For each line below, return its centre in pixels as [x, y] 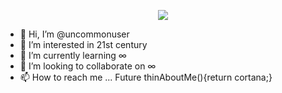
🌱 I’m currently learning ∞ [73, 55]
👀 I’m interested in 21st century [83, 44]
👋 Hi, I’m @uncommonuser [74, 34]
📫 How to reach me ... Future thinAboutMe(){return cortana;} [146, 77]
